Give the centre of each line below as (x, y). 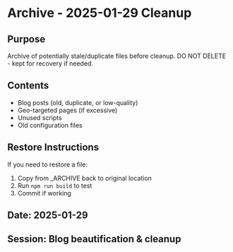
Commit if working (44, 193)
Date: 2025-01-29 (48, 216)
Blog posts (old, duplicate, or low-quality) (78, 102)
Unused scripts (40, 117)
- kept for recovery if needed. (50, 64)
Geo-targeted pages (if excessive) (67, 110)
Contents (28, 86)
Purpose (26, 39)
